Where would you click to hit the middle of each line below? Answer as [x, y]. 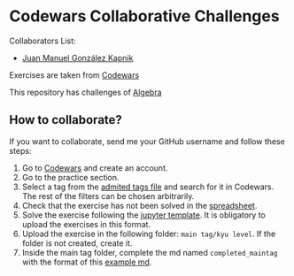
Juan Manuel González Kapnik [77, 57]
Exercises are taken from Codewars [74, 75]
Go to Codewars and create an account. [95, 168]
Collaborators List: [43, 41]
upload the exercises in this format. [86, 224]
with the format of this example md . [87, 262]
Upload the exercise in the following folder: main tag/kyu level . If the [149, 234]
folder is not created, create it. [77, 243]
